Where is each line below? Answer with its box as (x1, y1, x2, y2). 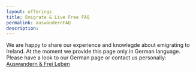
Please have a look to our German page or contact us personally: (6, 54, 167, 61)
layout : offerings (6, 8, 52, 15)
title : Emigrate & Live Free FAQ (6, 14, 90, 20)
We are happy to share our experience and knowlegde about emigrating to (6, 42, 190, 49)
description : (6, 25, 39, 31)
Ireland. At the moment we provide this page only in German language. (6, 48, 181, 55)
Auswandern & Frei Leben (6, 61, 70, 68)
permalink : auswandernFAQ (6, 20, 71, 26)
